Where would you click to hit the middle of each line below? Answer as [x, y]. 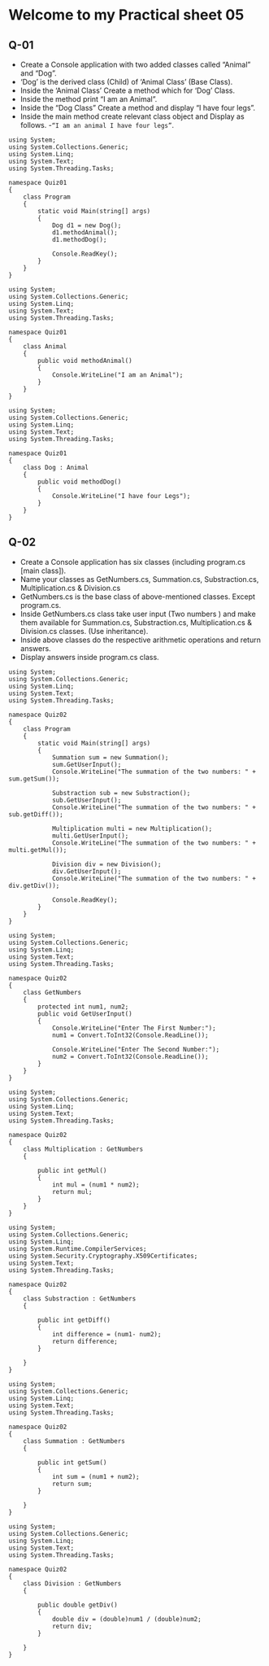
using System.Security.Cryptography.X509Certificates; [103, 1256]
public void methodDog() [80, 482]
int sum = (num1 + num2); [95, 1476]
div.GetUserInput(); [87, 871]
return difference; [85, 1341]
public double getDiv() [78, 1605]
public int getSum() [72, 1463]
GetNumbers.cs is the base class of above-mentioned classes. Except [138, 597]
